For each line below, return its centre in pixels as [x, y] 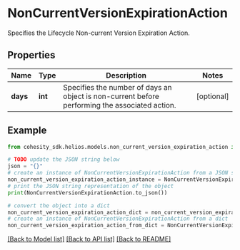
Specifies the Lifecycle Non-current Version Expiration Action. [99, 33]
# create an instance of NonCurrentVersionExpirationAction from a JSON [118, 173]
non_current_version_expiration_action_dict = [78, 212]
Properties [31, 55]
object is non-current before [111, 96]
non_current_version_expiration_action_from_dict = [86, 226]
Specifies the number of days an [118, 87]
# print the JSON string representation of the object [91, 186]
